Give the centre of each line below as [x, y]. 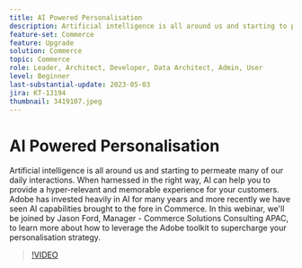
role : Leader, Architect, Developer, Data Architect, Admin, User [136, 68]
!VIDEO [44, 255]
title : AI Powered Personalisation [76, 18]
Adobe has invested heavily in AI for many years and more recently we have [150, 200]
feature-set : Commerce [52, 34]
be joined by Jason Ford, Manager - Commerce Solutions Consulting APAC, [149, 219]
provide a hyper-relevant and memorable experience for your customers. [145, 190]
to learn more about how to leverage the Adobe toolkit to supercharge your [148, 228]
